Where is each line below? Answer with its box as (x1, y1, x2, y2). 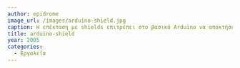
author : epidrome (7, 10, 59, 18)
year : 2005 (7, 37, 40, 44)
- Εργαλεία (14, 50, 46, 57)
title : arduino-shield (7, 30, 75, 38)
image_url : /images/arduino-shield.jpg (7, 17, 126, 24)
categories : (7, 43, 43, 50)
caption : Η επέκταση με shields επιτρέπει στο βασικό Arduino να (7, 23, 206, 30)
